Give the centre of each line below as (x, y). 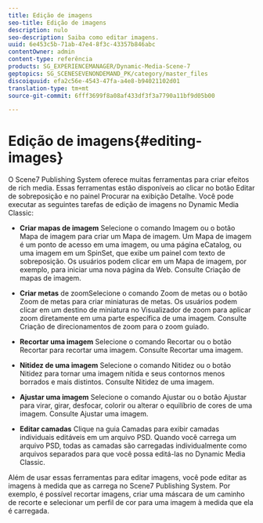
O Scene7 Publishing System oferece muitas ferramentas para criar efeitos (129, 180)
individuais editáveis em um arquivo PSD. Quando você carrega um (128, 438)
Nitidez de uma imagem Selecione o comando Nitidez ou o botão (125, 365)
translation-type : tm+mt (49, 88)
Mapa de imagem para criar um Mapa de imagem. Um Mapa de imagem (135, 237)
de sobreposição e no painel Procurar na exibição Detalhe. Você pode (121, 196)
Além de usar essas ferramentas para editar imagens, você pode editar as (128, 478)
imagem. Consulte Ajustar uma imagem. (84, 414)
